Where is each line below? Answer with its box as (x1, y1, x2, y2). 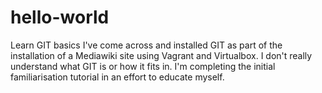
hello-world (10, 6, 110, 29)
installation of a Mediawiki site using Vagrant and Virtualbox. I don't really (10, 49, 313, 61)
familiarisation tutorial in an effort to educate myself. (10, 71, 225, 83)
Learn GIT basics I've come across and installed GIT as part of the (10, 39, 283, 51)
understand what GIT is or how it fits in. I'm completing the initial (10, 60, 276, 72)
